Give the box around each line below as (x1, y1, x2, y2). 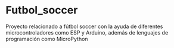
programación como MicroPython (5, 35, 88, 42)
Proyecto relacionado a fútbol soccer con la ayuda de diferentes (5, 23, 163, 30)
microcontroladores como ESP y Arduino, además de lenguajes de (5, 29, 169, 36)
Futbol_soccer (5, 4, 78, 17)
